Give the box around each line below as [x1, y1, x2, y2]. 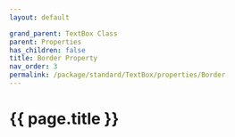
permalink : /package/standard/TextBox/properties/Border [9, 70, 226, 80]
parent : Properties [9, 37, 82, 46]
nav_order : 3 [9, 62, 58, 71]
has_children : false [9, 45, 87, 54]
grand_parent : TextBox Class [9, 28, 118, 38]
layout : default [9, 12, 70, 22]
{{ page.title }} [9, 109, 120, 129]
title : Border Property [9, 54, 98, 63]
